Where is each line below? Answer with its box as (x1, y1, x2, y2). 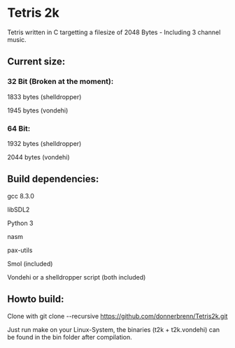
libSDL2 (7, 205, 30, 214)
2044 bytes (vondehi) (7, 152, 70, 161)
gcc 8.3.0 (7, 191, 35, 200)
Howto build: (7, 293, 64, 305)
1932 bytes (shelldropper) (7, 139, 82, 147)
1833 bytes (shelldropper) (7, 92, 82, 101)
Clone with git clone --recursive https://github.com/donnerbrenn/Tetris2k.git (7, 312, 228, 320)
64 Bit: (7, 124, 31, 133)
